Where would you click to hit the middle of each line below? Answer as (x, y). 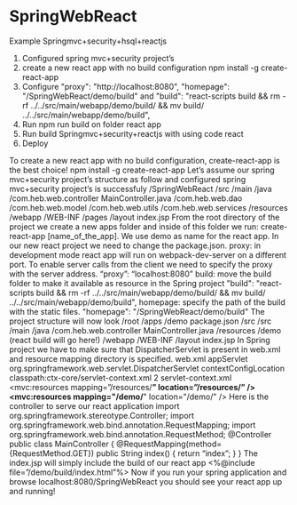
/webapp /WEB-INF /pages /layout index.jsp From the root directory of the (145, 217)
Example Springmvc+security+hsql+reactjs (88, 41)
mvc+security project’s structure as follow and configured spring (128, 179)
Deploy (35, 143)
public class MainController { (62, 444)
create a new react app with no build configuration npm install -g (141, 68)
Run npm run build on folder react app (92, 124)
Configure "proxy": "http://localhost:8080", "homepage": (126, 86)
